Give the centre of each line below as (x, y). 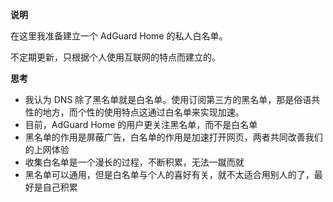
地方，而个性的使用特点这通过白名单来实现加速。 (143, 112)
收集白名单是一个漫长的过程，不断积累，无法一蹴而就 (134, 162)
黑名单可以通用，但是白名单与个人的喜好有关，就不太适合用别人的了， (169, 174)
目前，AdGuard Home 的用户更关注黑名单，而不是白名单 (141, 124)
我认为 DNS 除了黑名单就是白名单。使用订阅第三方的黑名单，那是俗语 (168, 99)
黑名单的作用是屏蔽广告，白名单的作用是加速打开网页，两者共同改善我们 (173, 137)
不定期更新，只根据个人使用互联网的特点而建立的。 (115, 57)
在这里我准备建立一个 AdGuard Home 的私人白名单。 (119, 36)
